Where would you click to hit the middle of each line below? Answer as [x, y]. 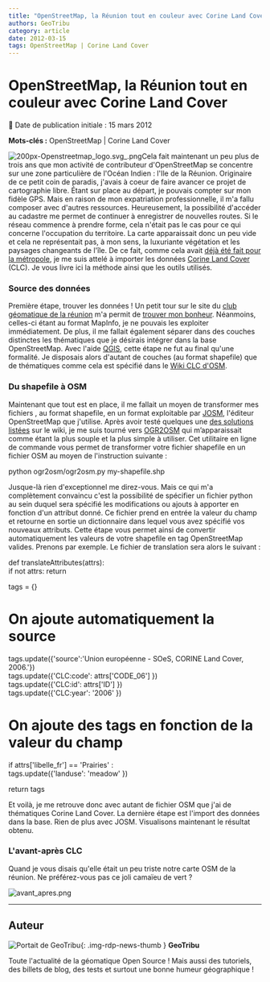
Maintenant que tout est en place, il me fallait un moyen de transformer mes [134, 404]
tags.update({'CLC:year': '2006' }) [65, 693]
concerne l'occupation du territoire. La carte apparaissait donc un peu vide [133, 234]
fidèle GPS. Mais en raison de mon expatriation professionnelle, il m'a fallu [131, 199]
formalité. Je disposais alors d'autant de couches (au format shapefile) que [133, 357]
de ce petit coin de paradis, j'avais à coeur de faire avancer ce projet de [127, 182]
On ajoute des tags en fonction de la [131, 725]
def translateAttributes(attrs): [56, 562]
